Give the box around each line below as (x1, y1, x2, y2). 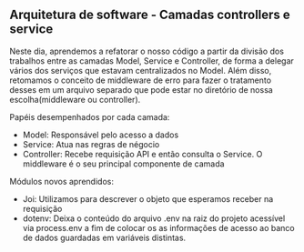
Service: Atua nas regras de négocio (22, 138, 160, 149)
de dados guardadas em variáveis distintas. (22, 232, 187, 243)
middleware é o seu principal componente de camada (22, 158, 225, 169)
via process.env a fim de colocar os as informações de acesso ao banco (22, 222, 295, 233)
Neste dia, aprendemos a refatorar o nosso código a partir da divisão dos (9, 45, 285, 56)
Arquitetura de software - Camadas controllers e (9, 7, 291, 23)
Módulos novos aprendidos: (9, 176, 114, 186)
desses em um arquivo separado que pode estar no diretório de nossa (9, 84, 273, 95)
